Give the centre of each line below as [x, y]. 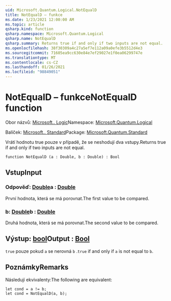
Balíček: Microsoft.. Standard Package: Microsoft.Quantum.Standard [77, 132]
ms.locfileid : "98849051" [33, 72]
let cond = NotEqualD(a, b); [36, 293]
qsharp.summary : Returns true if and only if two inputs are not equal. [84, 44]
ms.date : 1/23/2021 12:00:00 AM [40, 19]
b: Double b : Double [30, 211]
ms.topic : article [25, 24]
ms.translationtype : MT [31, 58]
